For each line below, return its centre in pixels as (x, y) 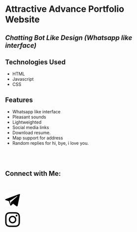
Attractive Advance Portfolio (65, 9)
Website (22, 19)
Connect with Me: (33, 173)
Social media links (31, 128)
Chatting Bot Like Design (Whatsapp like (69, 38)
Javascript (23, 79)
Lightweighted (27, 122)
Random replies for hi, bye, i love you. (50, 143)
